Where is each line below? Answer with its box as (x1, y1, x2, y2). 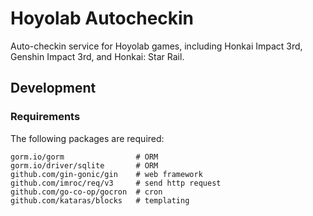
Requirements (10, 110, 81, 124)
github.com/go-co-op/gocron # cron (10, 187, 163, 197)
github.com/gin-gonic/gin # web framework (10, 169, 203, 179)
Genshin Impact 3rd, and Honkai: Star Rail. (10, 50, 185, 62)
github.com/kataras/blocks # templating (10, 195, 190, 206)
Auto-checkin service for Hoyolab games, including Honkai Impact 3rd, (10, 40, 303, 52)
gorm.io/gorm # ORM (10, 152, 159, 162)
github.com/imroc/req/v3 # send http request (10, 178, 222, 188)
